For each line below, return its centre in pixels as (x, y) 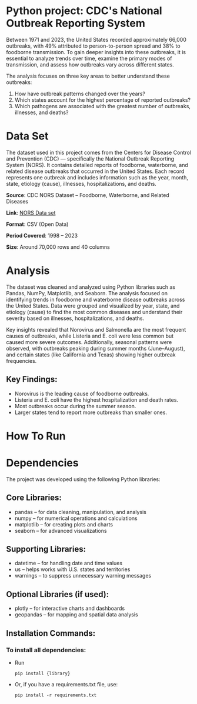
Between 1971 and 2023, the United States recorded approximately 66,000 (96, 39)
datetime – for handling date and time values (68, 563)
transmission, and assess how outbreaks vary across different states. (90, 64)
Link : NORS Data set (31, 212)
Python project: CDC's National (84, 11)
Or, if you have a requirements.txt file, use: (66, 684)
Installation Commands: (51, 633)
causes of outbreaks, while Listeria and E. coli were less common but (90, 336)
